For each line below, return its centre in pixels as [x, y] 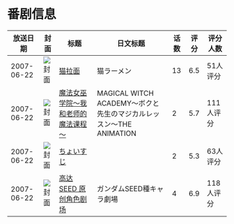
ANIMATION [117, 133]
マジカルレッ [139, 114]
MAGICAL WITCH [125, 93]
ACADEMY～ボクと [128, 103]
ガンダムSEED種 [123, 188]
